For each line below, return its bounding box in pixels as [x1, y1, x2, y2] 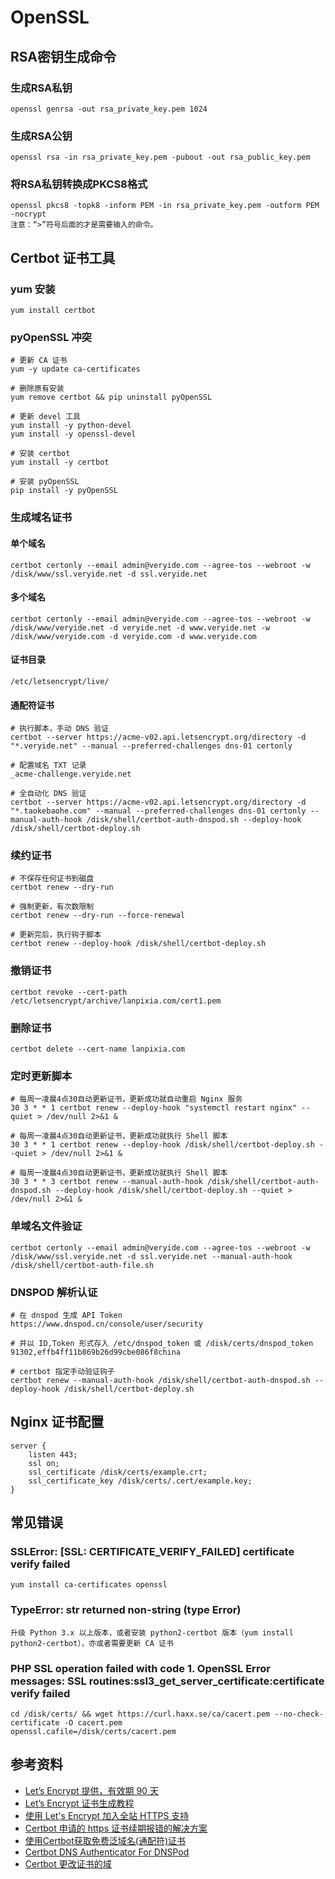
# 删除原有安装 [10, 384, 65, 394]
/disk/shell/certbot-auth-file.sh [10, 1260, 155, 1270]
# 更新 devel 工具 [10, 412, 81, 422]
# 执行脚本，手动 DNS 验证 [10, 724, 110, 734]
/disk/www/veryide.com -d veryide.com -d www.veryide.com [10, 631, 257, 641]
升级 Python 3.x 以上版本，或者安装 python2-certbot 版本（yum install [10, 1627, 294, 1638]
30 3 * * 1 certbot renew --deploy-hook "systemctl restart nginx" [10, 1103, 298, 1113]
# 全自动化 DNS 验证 [10, 789, 87, 799]
